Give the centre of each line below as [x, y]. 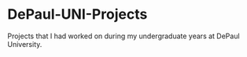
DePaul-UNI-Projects [77, 14]
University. [25, 44]
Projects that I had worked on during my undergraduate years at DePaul [124, 36]
